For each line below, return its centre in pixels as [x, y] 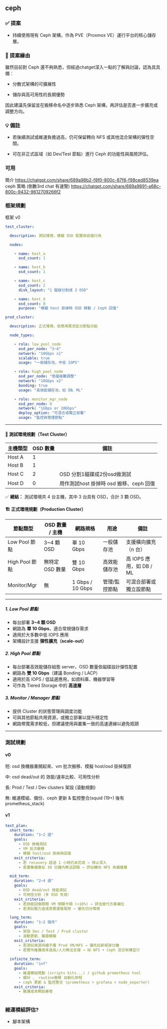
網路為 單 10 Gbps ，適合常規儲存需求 [50, 629]
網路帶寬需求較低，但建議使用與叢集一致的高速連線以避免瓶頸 [76, 724]
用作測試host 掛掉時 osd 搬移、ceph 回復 [107, 483]
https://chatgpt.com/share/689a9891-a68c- [116, 186]
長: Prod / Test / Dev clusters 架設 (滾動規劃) [50, 787]
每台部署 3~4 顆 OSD [34, 622]
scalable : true [34, 358]
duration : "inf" [31, 964]
